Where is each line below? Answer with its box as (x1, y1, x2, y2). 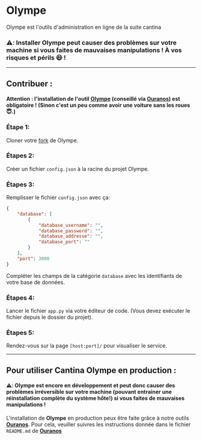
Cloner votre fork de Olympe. (6, 136, 79, 144)
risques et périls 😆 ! (6, 53, 66, 62)
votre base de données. (6, 279, 65, 286)
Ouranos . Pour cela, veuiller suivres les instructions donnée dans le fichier (6, 421, 191, 428)
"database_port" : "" (38, 239, 90, 245)
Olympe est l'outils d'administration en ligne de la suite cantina (6, 23, 161, 31)
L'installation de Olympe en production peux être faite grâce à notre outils (6, 414, 189, 421)
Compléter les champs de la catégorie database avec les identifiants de (6, 272, 182, 279)
